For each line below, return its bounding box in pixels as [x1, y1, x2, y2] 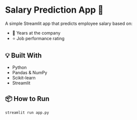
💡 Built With [5, 51, 42, 60]
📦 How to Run [5, 95, 50, 103]
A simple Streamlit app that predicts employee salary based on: [5, 20, 133, 26]
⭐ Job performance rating [12, 35, 65, 41]
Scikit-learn [12, 75, 36, 80]
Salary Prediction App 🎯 [5, 4, 104, 16]
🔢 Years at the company [12, 30, 61, 36]
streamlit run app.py [5, 110, 49, 115]
